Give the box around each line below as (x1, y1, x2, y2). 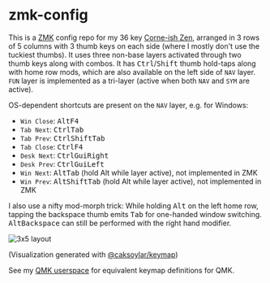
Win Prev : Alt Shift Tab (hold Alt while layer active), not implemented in (19, 176, 262, 186)
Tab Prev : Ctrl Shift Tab (19, 133, 105, 143)
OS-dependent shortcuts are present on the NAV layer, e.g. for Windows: (8, 100, 249, 110)
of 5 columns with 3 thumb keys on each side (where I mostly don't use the (8, 41, 260, 50)
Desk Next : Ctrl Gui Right (19, 150, 109, 160)
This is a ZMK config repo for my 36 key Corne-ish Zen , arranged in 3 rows (8, 33, 260, 42)
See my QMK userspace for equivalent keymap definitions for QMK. (8, 265, 235, 275)
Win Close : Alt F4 (19, 115, 79, 125)
